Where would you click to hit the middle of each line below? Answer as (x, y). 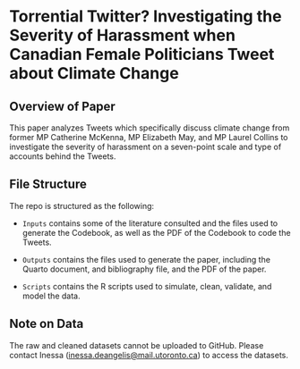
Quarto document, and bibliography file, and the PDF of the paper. (144, 269)
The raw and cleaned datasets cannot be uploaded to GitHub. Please (137, 345)
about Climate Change (94, 74)
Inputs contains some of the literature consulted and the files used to (150, 223)
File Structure (48, 184)
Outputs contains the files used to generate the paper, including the (146, 259)
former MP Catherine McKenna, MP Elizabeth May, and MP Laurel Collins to (149, 137)
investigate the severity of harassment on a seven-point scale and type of (146, 147)
